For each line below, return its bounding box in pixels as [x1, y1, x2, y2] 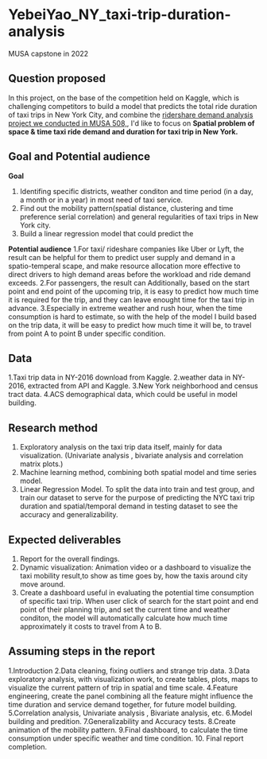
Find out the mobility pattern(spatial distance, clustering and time [19, 203, 234, 212]
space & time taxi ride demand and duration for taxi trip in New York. [8, 127, 238, 136]
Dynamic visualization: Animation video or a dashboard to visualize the [19, 562, 252, 572]
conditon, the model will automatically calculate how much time [19, 613, 228, 622]
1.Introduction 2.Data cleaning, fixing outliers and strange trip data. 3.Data [8, 666, 250, 675]
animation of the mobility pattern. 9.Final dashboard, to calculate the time [8, 725, 248, 734]
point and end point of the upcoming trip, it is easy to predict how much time [8, 286, 259, 296]
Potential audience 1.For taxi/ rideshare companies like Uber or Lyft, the [8, 244, 245, 254]
